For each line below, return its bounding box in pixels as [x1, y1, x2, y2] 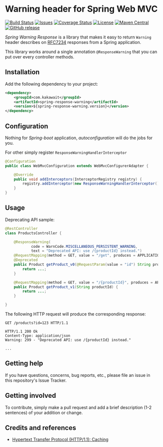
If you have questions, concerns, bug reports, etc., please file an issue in [5, 372, 150, 378]
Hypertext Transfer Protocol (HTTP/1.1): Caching [12, 437, 109, 443]
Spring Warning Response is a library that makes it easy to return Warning [5, 34, 152, 40]
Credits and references [5, 424, 76, 432]
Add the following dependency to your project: [5, 81, 98, 87]
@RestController [5, 226, 38, 231]
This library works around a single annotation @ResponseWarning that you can [5, 49, 158, 55]
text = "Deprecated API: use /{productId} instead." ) [31, 248, 142, 254]
